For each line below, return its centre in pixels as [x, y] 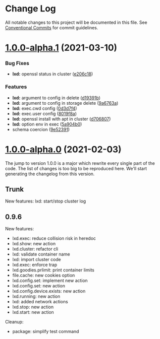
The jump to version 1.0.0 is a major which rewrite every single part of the [80, 163]
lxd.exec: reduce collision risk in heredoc [54, 238]
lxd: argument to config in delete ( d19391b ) [56, 98]
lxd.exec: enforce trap [35, 265]
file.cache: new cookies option [44, 275]
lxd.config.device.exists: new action [49, 291]
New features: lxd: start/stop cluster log [46, 201]
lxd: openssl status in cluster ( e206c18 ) [53, 74]
